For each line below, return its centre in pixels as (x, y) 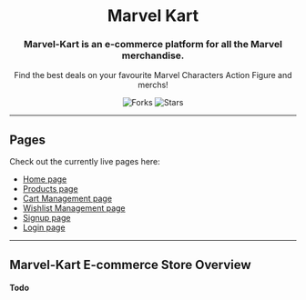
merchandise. (153, 55)
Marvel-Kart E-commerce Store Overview (131, 265)
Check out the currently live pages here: (85, 162)
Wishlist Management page (74, 208)
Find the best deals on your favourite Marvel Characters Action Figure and (153, 75)
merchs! (153, 85)
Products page (51, 189)
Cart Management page (67, 199)
